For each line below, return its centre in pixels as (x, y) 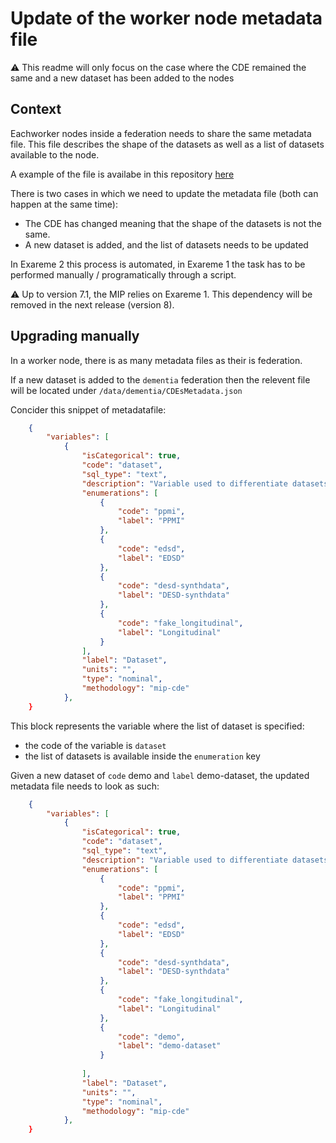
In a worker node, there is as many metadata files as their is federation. (156, 360)
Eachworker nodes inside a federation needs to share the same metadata (161, 133)
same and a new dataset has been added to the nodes (122, 78)
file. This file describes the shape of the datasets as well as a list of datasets (167, 144)
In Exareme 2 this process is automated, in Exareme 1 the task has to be (158, 264)
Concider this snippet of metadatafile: (88, 409)
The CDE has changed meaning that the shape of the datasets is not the (173, 223)
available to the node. (55, 154)
